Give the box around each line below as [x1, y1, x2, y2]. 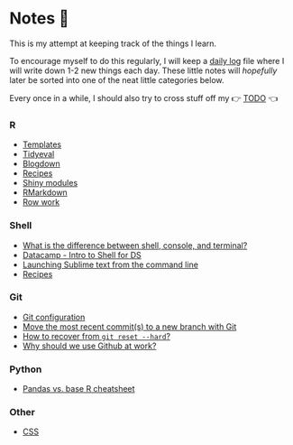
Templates [22, 139, 61, 150]
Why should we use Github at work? [22, 340, 157, 351]
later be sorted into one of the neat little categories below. [9, 74, 224, 85]
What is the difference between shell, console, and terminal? [22, 239, 248, 251]
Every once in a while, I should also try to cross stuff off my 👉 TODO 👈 [9, 92, 279, 103]
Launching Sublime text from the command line [22, 259, 198, 270]
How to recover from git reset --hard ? [22, 330, 171, 341]
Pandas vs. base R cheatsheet [22, 384, 135, 394]
